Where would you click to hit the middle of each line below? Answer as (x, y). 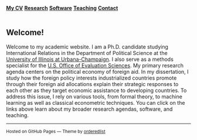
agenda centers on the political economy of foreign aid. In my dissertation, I (97, 71)
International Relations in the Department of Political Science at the (87, 53)
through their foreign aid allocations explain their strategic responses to (92, 84)
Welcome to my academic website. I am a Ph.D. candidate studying (87, 47)
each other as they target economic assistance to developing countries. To (96, 90)
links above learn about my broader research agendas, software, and (89, 109)
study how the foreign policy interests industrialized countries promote (91, 78)
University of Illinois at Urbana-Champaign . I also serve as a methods (90, 59)
